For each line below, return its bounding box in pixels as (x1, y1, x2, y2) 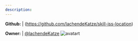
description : (5, 7, 32, 12)
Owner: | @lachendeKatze (5, 30, 60, 36)
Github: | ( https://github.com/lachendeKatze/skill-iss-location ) (5, 21, 134, 27)
